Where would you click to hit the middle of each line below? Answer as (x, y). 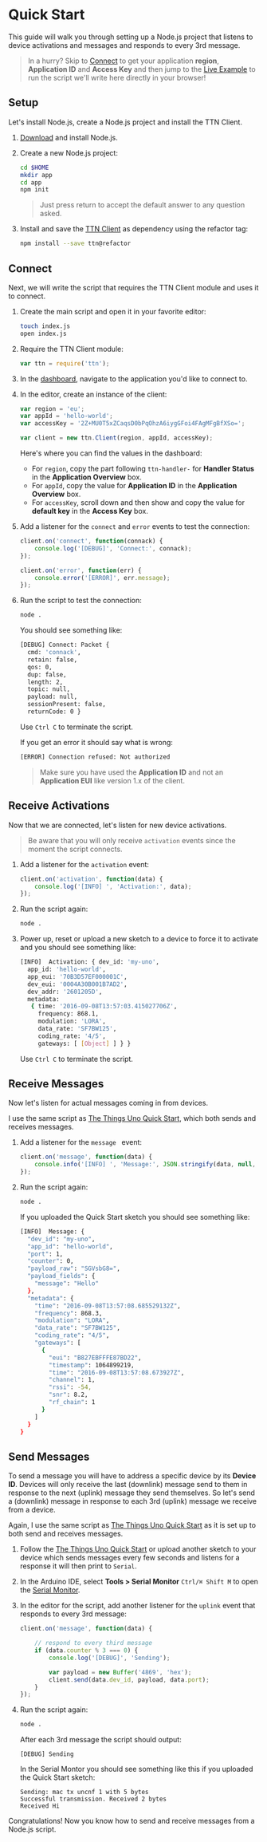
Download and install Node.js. (69, 137)
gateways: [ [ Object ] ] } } (84, 1043)
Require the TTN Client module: (71, 349)
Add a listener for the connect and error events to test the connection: (135, 527)
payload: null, (53, 697)
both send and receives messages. (66, 1534)
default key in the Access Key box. (90, 511)
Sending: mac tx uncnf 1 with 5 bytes (84, 1793)
